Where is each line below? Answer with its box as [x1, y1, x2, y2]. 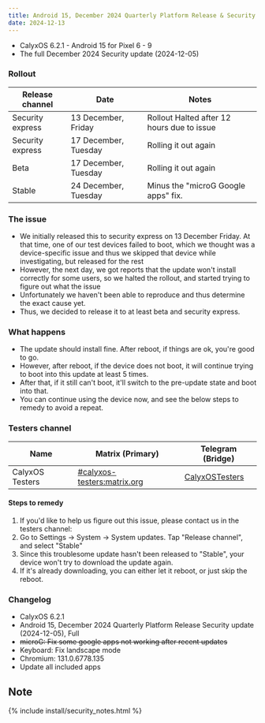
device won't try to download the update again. [19, 557, 174, 567]
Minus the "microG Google [147, 180, 246, 191]
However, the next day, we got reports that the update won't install [19, 265, 237, 274]
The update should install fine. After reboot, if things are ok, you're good [19, 345, 255, 354]
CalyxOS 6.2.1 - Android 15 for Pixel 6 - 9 [19, 40, 152, 50]
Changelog [8, 594, 51, 605]
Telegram [200, 443, 237, 454]
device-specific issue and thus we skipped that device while [19, 248, 217, 258]
